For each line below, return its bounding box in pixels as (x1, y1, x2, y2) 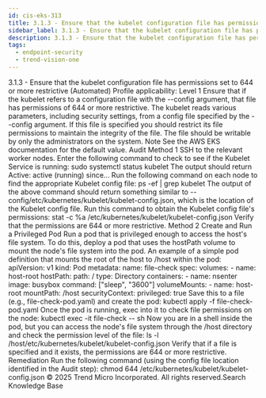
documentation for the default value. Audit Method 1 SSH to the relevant (8, 144, 243, 155)
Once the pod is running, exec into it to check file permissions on (40, 304, 253, 314)
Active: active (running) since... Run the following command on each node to (8, 170, 258, 179)
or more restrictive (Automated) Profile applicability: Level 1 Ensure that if (8, 86, 247, 95)
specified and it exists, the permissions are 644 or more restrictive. (8, 346, 227, 357)
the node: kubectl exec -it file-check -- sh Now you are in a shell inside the (8, 313, 253, 323)
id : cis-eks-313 (8, 11, 62, 20)
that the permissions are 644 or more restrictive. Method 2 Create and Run (8, 220, 253, 230)
